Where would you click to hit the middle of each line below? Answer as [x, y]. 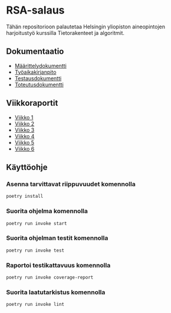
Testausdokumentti [38, 78]
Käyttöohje [27, 167]
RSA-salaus [35, 10]
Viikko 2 [24, 123]
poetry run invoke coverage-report [50, 278]
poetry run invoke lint [35, 305]
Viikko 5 [24, 142]
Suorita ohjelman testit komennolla [57, 238]
